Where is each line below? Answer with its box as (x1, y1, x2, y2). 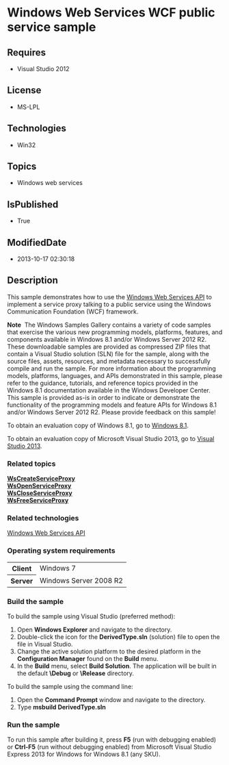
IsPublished (7, 199, 59, 210)
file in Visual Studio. (16, 640, 73, 649)
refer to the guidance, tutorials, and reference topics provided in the (7, 379, 198, 387)
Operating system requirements (7, 546, 116, 555)
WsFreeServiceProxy (7, 497, 69, 505)
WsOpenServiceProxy (7, 481, 72, 490)
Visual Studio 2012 (16, 65, 70, 73)
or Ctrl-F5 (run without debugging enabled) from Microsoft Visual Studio (7, 743, 212, 751)
